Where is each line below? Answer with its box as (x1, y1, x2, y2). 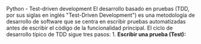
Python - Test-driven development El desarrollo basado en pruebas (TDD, (6, 5, 190, 12)
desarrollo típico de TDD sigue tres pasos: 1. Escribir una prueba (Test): (6, 31, 186, 38)
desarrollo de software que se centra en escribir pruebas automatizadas (6, 18, 186, 25)
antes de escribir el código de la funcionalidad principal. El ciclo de (6, 24, 173, 31)
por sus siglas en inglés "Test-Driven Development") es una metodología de (6, 11, 195, 19)
